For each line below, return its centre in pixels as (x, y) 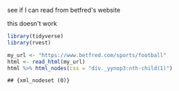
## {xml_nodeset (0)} (39, 81)
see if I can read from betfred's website (64, 10)
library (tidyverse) (36, 36)
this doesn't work (32, 23)
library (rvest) (29, 42)
